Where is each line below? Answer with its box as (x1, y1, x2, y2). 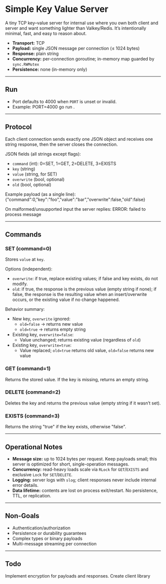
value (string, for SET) (12, 171, 58, 177)
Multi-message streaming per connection (12, 540, 97, 546)
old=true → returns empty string (19, 326, 86, 333)
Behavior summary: (5, 306, 45, 312)
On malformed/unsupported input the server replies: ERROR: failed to (5, 206, 146, 212)
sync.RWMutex (12, 62, 40, 67)
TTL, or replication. (12, 492, 51, 499)
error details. (12, 482, 39, 488)
